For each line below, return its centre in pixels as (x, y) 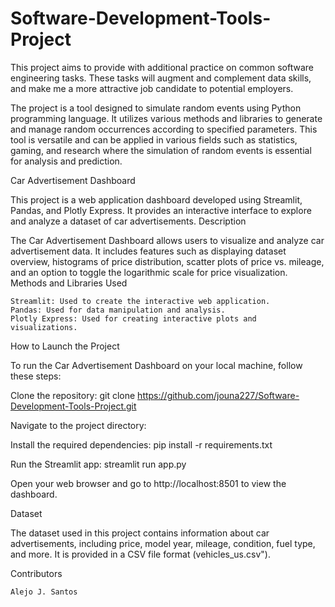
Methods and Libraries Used (69, 283)
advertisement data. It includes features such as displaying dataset (148, 251)
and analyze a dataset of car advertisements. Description (128, 221)
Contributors (36, 573)
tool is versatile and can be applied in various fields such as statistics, (154, 139)
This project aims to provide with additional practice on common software (162, 67)
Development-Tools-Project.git (73, 406)
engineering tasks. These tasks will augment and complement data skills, (161, 78)
